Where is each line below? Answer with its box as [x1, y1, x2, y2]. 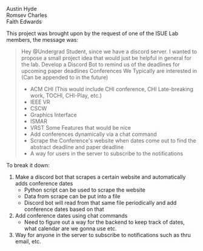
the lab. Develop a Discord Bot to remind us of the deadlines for [21, 61, 181, 68]
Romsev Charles [6, 12, 47, 19]
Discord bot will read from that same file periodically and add [24, 199, 177, 206]
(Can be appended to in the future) [21, 74, 108, 81]
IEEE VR [30, 98, 50, 105]
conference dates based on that [24, 206, 104, 213]
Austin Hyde [6, 5, 38, 12]
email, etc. [15, 238, 41, 245]
